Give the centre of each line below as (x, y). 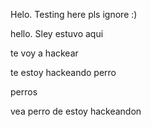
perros (24, 92)
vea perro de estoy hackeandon (76, 111)
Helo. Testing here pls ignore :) (74, 14)
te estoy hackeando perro (63, 72)
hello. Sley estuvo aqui (57, 33)
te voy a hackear (44, 53)
